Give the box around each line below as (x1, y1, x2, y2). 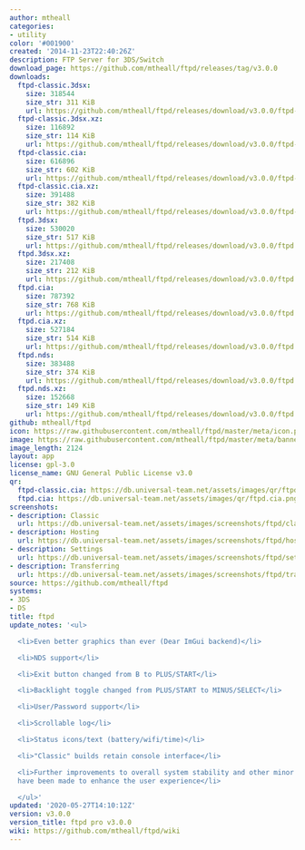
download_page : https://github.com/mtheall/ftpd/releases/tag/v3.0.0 (9, 64, 279, 73)
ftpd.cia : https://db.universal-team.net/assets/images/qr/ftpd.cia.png (17, 493, 299, 503)
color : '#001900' (9, 38, 75, 48)
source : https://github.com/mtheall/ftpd (9, 578, 169, 588)
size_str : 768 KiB (25, 300, 95, 309)
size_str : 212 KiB (25, 267, 95, 276)
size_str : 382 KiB (25, 199, 95, 209)
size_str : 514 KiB (25, 334, 95, 343)
